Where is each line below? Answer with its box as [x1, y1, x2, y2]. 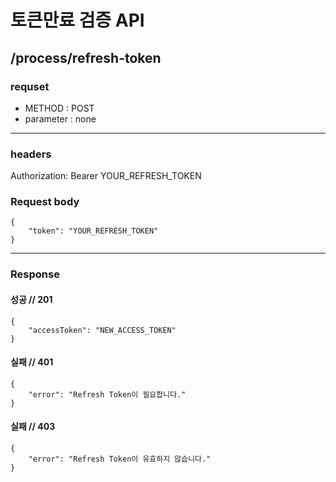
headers [10, 147, 52, 161]
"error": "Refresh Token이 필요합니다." [28, 389, 187, 400]
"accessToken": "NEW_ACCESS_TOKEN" [28, 325, 177, 335]
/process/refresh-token [10, 49, 162, 66]
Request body [10, 195, 80, 209]
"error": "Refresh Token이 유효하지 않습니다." [28, 454, 212, 464]
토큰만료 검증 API [10, 9, 145, 32]
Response [10, 267, 60, 281]
